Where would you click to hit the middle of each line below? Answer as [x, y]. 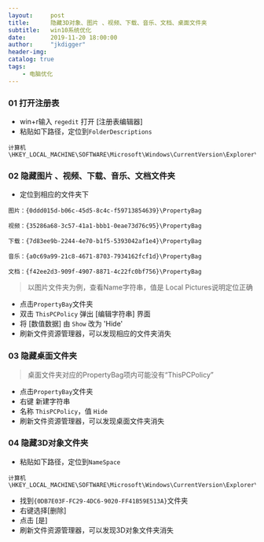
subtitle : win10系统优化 [50, 30]
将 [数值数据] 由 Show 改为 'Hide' [71, 324]
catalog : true [31, 60]
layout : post [37, 15]
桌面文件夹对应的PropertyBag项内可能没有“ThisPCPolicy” [121, 374]
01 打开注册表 [34, 103]
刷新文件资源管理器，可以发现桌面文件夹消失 [92, 421]
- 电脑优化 [38, 74]
